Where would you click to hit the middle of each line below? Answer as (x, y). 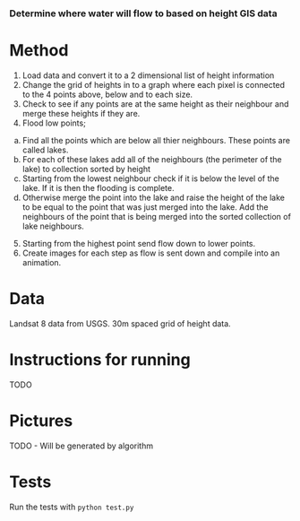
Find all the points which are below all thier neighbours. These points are (156, 140)
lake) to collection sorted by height (86, 169)
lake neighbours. (53, 226)
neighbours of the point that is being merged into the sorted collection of (156, 216)
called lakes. (45, 150)
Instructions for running (100, 359)
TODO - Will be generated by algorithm (81, 446)
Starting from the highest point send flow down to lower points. (139, 243)
